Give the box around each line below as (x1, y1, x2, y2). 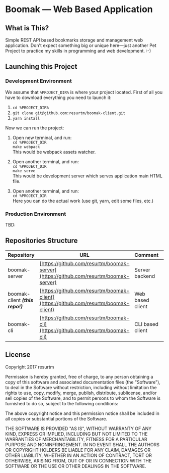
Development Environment (5, 77, 72, 84)
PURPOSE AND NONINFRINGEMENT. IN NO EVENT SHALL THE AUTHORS (5, 441, 160, 448)
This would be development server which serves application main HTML (12, 173, 162, 179)
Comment (134, 251, 159, 258)
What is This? (5, 24, 49, 32)
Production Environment (5, 210, 66, 217)
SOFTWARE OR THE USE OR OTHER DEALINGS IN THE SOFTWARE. (5, 463, 146, 469)
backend (134, 272, 155, 279)
